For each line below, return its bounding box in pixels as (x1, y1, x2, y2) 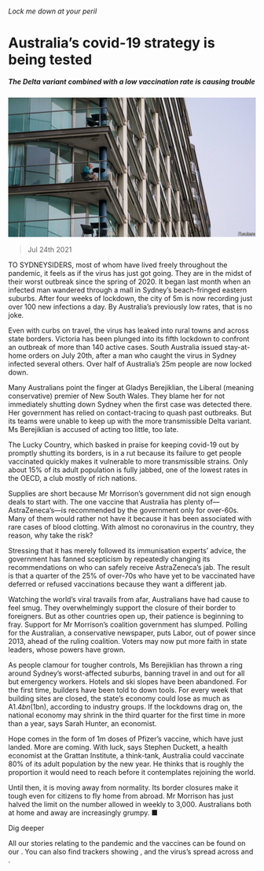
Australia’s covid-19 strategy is (8, 34, 215, 51)
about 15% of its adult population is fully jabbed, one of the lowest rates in (8, 465, 248, 475)
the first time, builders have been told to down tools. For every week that (8, 686, 244, 695)
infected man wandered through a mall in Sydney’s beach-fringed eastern (8, 285, 247, 295)
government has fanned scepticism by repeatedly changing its (8, 554, 211, 564)
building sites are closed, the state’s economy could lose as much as (8, 694, 230, 703)
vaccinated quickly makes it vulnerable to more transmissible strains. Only (8, 457, 248, 467)
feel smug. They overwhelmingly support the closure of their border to (8, 603, 236, 612)
